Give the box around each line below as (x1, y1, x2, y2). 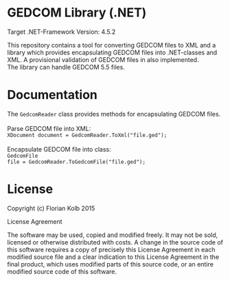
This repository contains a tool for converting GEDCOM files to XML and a (7, 41, 216, 49)
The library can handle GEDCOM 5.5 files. (7, 63, 125, 71)
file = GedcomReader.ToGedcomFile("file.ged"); (7, 158, 146, 165)
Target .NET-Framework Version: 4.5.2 (7, 28, 116, 36)
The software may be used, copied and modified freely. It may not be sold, (7, 231, 218, 239)
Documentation (7, 87, 98, 103)
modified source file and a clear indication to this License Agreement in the (7, 253, 220, 261)
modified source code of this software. (7, 267, 117, 275)
